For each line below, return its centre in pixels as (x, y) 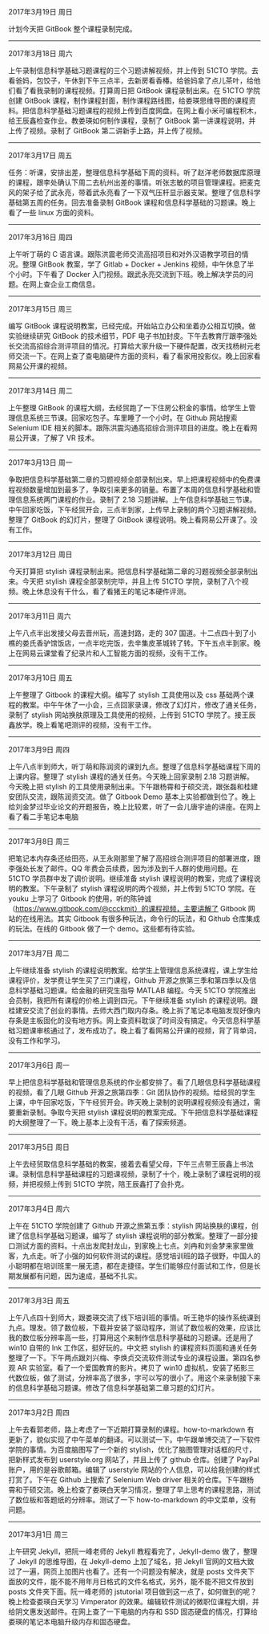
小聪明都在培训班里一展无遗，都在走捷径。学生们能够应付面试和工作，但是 (131, 1266)
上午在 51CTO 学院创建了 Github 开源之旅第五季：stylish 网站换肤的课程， (130, 1226)
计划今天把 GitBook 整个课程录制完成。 (72, 29)
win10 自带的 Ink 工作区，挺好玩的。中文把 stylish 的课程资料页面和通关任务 (133, 1348)
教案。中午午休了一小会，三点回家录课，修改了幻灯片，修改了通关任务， (141, 705)
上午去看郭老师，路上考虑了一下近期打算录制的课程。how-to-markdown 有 (131, 1429)
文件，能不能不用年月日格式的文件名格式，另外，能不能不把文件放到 (141, 1581)
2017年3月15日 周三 (40, 309)
